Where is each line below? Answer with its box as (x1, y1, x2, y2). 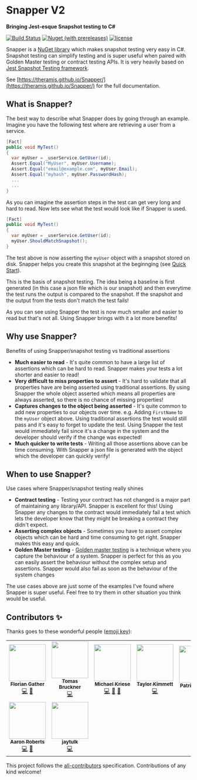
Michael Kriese (94, 681, 131, 688)
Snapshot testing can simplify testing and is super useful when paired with (6, 52, 186, 59)
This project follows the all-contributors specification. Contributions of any (6, 762, 186, 769)
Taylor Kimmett (137, 681, 174, 688)
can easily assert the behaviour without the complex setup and (14, 559, 167, 566)
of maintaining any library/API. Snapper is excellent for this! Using (14, 502, 173, 509)
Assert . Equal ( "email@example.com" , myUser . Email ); (11, 166, 138, 172)
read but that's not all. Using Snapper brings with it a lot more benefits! (6, 314, 177, 321)
